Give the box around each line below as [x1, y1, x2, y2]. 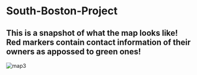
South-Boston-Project [6, 4, 117, 18]
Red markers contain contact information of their [6, 37, 191, 47]
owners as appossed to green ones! [6, 46, 141, 57]
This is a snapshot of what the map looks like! [6, 28, 178, 38]
